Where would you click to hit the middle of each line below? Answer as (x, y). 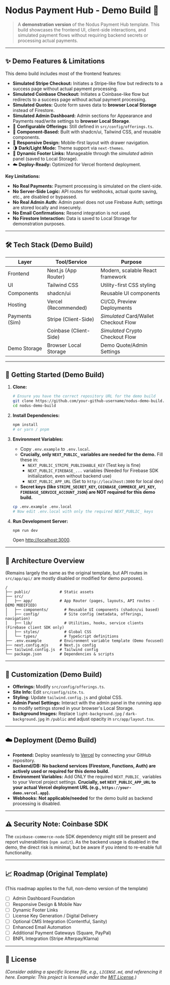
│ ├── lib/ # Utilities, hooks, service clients (74, 623)
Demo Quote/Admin (124, 345)
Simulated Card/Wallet (127, 316)
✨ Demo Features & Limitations (55, 61)
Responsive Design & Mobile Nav (47, 904)
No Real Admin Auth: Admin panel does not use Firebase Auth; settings (88, 202)
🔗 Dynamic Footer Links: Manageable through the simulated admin (83, 153)
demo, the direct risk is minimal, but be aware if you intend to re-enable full (83, 847)
